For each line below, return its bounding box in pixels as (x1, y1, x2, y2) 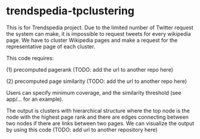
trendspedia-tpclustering (6, 4, 135, 18)
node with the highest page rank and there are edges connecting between (6, 113, 189, 121)
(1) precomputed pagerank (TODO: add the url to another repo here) (6, 66, 174, 73)
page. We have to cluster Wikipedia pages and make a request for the (6, 36, 178, 44)
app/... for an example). (6, 95, 64, 103)
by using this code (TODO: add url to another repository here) (6, 126, 158, 133)
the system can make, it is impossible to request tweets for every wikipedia (6, 30, 191, 37)
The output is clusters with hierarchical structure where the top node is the (6, 107, 190, 114)
